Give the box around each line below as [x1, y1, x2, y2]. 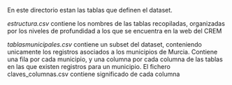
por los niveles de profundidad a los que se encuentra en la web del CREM [7, 27, 222, 35]
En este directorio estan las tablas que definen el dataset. [7, 6, 173, 14]
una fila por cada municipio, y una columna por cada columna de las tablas [7, 55, 224, 63]
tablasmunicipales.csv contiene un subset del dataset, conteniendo [7, 40, 203, 48]
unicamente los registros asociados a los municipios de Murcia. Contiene [7, 48, 218, 56]
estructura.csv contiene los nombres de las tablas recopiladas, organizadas [7, 20, 226, 27]
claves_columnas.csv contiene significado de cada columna [7, 70, 180, 78]
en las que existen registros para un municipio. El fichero [7, 63, 171, 70]
